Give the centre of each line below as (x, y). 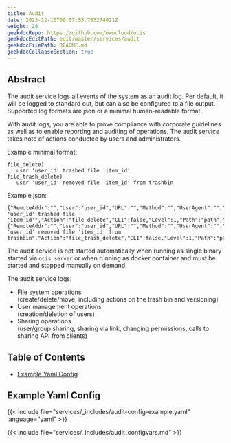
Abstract (26, 80)
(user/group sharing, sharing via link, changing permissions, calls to (113, 328)
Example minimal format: (42, 152)
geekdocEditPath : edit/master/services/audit (73, 39)
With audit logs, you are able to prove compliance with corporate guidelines (114, 124)
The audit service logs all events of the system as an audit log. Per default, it (115, 96)
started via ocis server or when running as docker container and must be (112, 258)
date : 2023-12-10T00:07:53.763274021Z (63, 20)
